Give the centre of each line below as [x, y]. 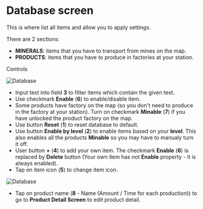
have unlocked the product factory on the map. [74, 118]
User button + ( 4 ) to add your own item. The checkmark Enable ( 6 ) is [102, 150]
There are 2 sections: [33, 39]
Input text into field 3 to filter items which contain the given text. [95, 92]
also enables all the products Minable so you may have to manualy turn [104, 138]
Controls [17, 69]
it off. [22, 144]
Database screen [50, 11]
